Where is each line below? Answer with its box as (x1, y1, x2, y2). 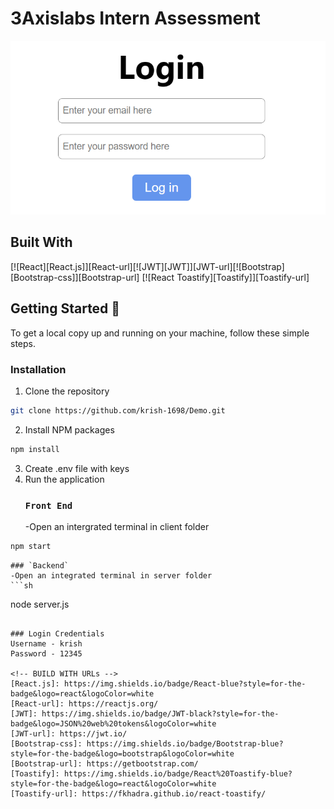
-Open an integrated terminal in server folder (10, 570, 213, 581)
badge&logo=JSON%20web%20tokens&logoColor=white (10, 718, 217, 729)
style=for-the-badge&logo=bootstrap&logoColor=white (10, 748, 235, 759)
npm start (10, 542, 52, 552)
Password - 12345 (10, 648, 83, 659)
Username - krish (10, 638, 83, 649)
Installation (10, 362, 67, 376)
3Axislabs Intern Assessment (10, 7, 261, 30)
